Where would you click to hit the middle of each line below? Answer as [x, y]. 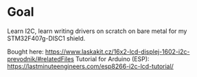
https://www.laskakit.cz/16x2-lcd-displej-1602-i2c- [117, 52]
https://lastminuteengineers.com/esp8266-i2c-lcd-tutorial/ [90, 66]
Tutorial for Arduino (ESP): [112, 58]
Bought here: [25, 52]
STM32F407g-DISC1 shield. [46, 38]
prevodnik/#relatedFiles [40, 58]
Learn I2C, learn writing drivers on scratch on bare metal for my [97, 31]
